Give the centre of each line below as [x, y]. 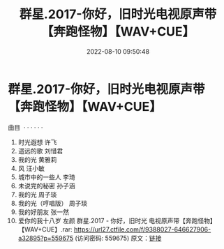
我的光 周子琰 [37, 194]
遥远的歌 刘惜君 [40, 151]
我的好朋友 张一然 [43, 212]
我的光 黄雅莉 [37, 159]
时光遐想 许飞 [37, 142]
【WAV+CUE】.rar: [45, 229]
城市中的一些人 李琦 [46, 177]
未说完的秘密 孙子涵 [46, 186]
